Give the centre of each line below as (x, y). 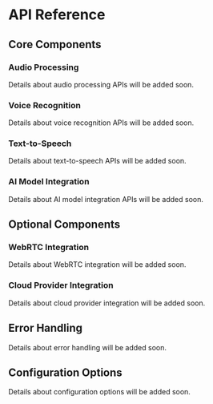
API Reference (57, 15)
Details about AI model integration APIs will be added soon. (106, 199)
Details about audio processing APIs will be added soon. (101, 84)
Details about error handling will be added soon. (87, 347)
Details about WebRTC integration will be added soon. (97, 265)
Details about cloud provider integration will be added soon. (107, 303)
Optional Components (64, 225)
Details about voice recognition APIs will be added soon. (101, 123)
